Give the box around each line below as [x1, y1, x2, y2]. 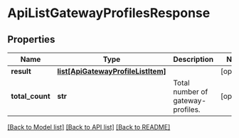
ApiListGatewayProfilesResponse [7, 5, 211, 21]
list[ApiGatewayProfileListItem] [57, 66, 166, 76]
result [11, 66, 32, 76]
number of [173, 87, 208, 97]
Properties [7, 33, 55, 46]
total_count [11, 91, 51, 101]
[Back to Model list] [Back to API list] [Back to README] [7, 123, 171, 131]
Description [173, 55, 214, 64]
